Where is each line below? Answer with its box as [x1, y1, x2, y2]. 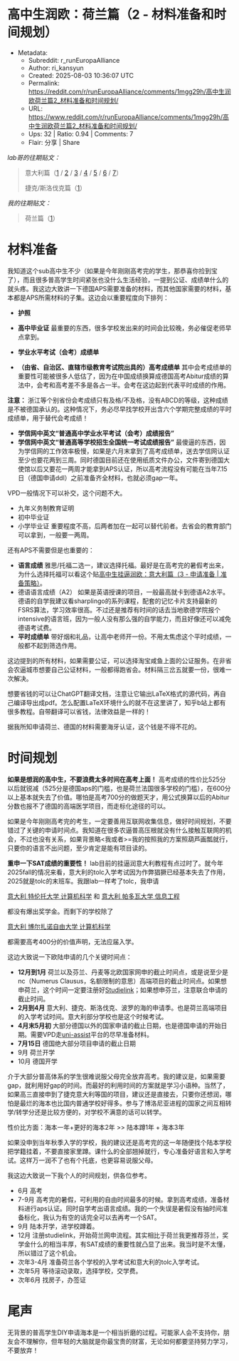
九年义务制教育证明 [17, 504, 75, 512]
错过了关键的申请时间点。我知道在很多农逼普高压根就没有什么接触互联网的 [7, 826, 225, 834]
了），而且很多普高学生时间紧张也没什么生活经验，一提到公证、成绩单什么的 [7, 275, 229, 284]
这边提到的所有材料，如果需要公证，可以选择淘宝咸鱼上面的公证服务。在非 [7, 656, 225, 664]
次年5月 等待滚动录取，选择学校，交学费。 [17, 1266, 142, 1275]
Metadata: [17, 48, 48, 57]
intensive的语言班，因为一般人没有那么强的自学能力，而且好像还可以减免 [17, 614, 231, 623]
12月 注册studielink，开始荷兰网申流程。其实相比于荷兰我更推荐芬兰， [17, 1230, 223, 1239]
